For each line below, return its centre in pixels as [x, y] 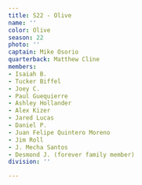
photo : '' [24, 45]
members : [22, 67]
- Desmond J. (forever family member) [71, 154]
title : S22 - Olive [40, 15]
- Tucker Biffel [35, 81]
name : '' [22, 23]
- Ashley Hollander [40, 103]
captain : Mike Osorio [44, 52]
